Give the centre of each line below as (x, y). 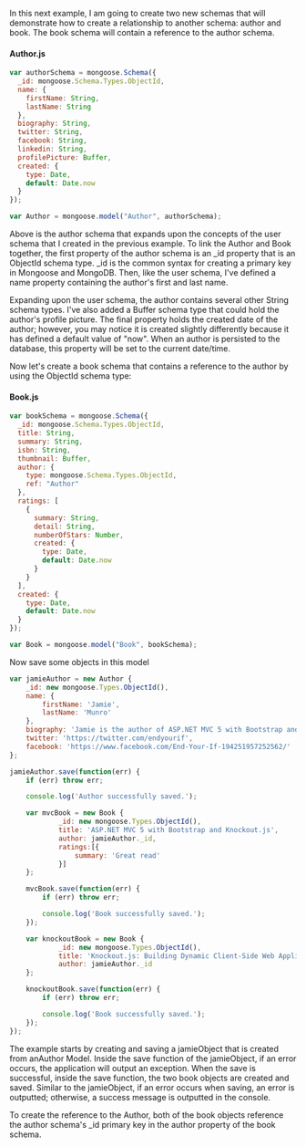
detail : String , (64, 527)
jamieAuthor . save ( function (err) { (75, 772)
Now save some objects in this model (80, 662)
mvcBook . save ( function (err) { (83, 889)
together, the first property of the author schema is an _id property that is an (153, 254)
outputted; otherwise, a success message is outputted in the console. (140, 1097)
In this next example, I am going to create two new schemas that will (138, 13)
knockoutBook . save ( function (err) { (93, 989)
